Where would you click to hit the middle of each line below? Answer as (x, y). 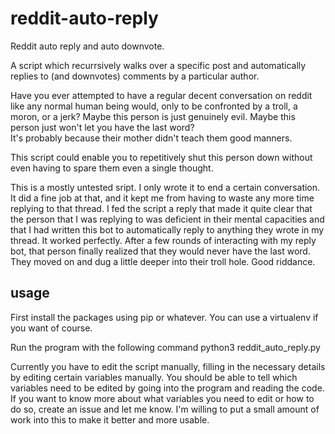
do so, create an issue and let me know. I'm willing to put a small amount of (165, 409)
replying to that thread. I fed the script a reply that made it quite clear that (161, 208)
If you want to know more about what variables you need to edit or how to (162, 398)
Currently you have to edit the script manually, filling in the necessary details (168, 366)
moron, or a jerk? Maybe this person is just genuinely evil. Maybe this (153, 116)
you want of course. (51, 328)
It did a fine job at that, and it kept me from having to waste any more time (162, 198)
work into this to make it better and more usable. (110, 419)
